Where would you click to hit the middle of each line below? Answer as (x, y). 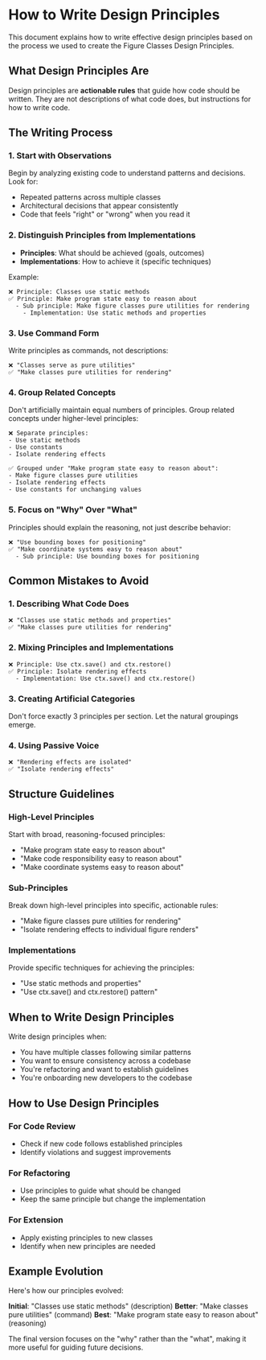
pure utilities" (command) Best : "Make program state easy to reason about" (133, 1315)
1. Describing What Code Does (69, 604)
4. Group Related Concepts (62, 392)
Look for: (23, 182)
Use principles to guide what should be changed (100, 1191)
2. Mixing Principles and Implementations (91, 648)
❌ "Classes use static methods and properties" (90, 620)
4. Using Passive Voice (54, 745)
